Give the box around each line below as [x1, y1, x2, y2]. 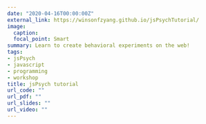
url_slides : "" [7, 100, 51, 107]
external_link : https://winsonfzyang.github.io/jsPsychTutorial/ [7, 17, 199, 23]
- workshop [7, 74, 39, 81]
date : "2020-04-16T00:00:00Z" [7, 10, 95, 17]
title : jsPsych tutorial [7, 81, 79, 87]
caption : [13, 29, 39, 37]
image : [7, 23, 26, 30]
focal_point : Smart [13, 36, 70, 43]
